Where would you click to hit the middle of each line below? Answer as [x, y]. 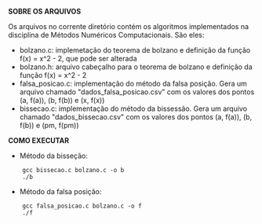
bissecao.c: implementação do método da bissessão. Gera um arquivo [133, 108]
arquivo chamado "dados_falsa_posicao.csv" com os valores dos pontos [137, 92]
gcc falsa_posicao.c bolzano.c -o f [82, 206]
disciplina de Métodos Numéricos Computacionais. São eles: [106, 35]
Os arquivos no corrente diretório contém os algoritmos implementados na [129, 26]
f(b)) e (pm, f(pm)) [49, 125]
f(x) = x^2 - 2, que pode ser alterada [78, 59]
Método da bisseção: [54, 156]
